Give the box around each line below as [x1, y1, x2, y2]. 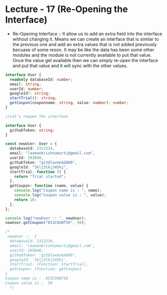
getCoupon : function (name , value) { [10, 183, 89, 188]
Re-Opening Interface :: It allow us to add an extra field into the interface [12, 31, 162, 37]
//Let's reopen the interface [5, 114, 69, 119]
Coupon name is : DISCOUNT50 [5, 276, 69, 281]
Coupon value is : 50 [5, 280, 53, 285]
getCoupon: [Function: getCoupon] [10, 266, 82, 271]
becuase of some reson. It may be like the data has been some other [12, 47, 154, 53]
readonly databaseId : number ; [10, 77, 73, 82]
